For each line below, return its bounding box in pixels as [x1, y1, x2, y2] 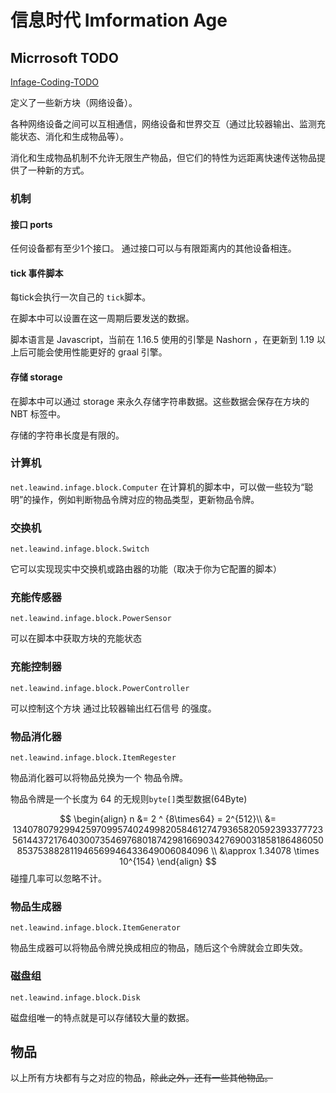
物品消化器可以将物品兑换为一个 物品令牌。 [10, 772, 188, 784]
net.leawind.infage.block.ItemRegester [10, 753, 177, 763]
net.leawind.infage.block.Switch [10, 544, 150, 555]
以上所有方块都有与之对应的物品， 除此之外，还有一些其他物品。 [10, 1072, 273, 1084]
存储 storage [10, 371, 63, 383]
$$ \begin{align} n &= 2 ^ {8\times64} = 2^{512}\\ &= [59, 813, 277, 825]
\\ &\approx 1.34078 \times [210, 845, 320, 857]
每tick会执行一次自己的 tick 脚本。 [10, 291, 152, 303]
